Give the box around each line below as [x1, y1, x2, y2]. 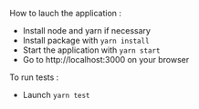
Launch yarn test [22, 90, 90, 100]
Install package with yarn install [22, 35, 150, 45]
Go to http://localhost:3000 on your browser [22, 54, 190, 64]
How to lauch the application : [9, 8, 121, 18]
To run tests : [9, 72, 59, 83]
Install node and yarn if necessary [22, 25, 151, 35]
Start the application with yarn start [22, 45, 161, 55]
